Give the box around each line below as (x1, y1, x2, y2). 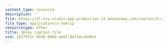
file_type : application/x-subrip (5, 21, 75, 26)
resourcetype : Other (5, 25, 48, 30)
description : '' (5, 12, 39, 17)
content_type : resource (5, 7, 55, 12)
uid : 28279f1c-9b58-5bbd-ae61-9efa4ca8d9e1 (5, 35, 97, 40)
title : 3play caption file (5, 30, 61, 35)
